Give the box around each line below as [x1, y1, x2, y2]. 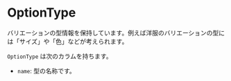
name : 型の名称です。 [17, 66, 76, 75]
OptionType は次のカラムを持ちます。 [7, 52, 112, 60]
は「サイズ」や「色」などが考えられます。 [7, 37, 128, 46]
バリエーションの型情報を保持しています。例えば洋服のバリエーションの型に [7, 28, 225, 37]
